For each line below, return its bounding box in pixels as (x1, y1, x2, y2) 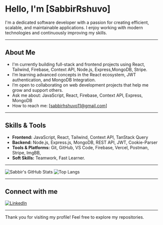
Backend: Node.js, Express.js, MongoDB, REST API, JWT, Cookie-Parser (12, 139, 158, 145)
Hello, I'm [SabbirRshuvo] (5, 3, 111, 15)
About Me (5, 49, 35, 57)
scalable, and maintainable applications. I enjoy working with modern (5, 24, 143, 30)
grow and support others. (12, 87, 63, 93)
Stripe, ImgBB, (12, 150, 41, 156)
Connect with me (5, 187, 58, 195)
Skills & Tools (5, 121, 46, 130)
